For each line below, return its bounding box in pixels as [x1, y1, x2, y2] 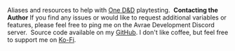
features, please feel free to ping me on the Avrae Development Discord [7, 21, 215, 29]
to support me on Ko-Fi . [7, 36, 76, 44]
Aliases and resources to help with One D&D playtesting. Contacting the [7, 6, 219, 14]
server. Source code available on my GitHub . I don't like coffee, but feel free [7, 28, 229, 36]
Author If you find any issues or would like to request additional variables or [7, 13, 227, 22]
